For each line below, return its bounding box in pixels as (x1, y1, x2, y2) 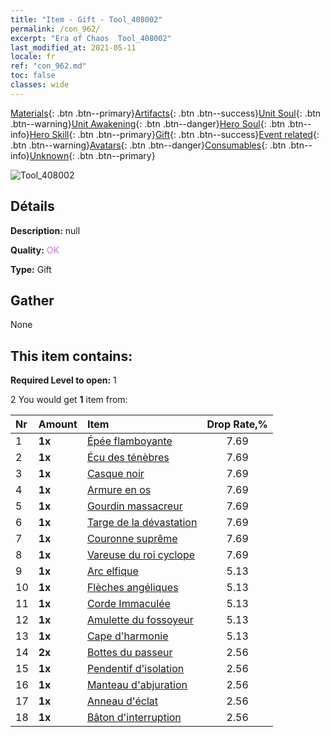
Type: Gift (10, 263, 52, 275)
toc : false (10, 71, 56, 81)
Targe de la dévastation (86, 516, 198, 530)
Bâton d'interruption (86, 711, 182, 725)
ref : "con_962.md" (10, 61, 87, 71)
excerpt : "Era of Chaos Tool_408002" (10, 33, 172, 43)
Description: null (10, 224, 81, 236)
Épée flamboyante (86, 434, 173, 448)
